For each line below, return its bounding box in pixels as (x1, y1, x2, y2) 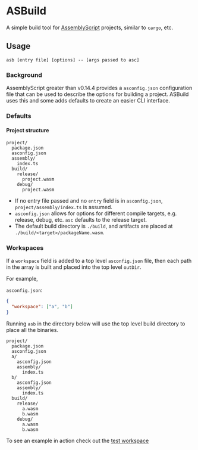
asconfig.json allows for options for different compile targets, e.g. (14, 210, 177, 217)
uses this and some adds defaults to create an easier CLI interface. (6, 97, 171, 104)
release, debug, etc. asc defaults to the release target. (14, 216, 147, 224)
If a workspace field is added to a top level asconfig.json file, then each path (6, 257, 192, 265)
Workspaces (6, 244, 44, 252)
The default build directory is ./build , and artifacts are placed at (14, 222, 173, 230)
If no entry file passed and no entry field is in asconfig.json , (14, 197, 163, 204)
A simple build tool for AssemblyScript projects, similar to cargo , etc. (6, 24, 174, 31)
